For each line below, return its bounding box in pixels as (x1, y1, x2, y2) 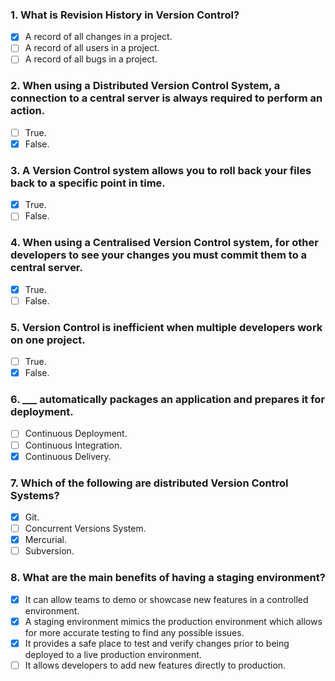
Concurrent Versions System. (24, 523, 147, 535)
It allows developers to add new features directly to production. (24, 659, 287, 671)
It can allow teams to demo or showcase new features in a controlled (24, 593, 309, 605)
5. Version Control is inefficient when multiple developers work (10, 320, 323, 334)
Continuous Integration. (24, 439, 123, 451)
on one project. (10, 333, 86, 347)
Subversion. (24, 545, 75, 557)
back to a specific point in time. (10, 176, 166, 190)
